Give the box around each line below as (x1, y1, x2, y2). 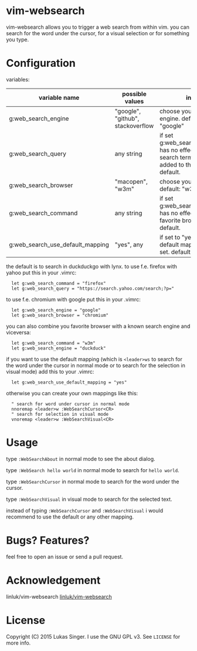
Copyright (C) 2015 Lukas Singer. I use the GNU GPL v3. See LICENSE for (6, 633, 181, 640)
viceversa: (6, 328, 31, 335)
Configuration (6, 57, 76, 70)
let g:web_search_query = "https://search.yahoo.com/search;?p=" (11, 286, 175, 291)
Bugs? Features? (6, 534, 90, 547)
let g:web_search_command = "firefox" (11, 280, 107, 286)
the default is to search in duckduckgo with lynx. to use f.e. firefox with (6, 263, 178, 270)
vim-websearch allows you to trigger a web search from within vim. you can (6, 23, 189, 30)
